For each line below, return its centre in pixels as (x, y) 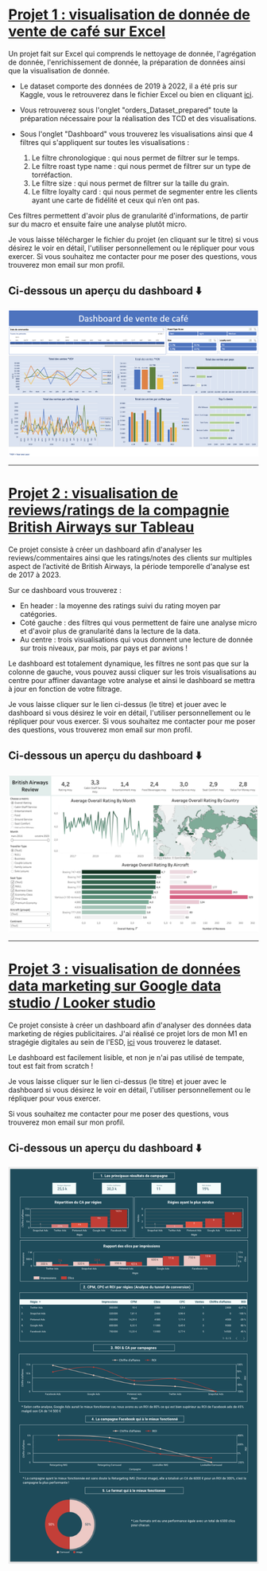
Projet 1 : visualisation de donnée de (129, 15)
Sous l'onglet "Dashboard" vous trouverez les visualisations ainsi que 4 (136, 134)
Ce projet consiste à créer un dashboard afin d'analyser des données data (130, 1025)
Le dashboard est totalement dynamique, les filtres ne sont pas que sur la (129, 663)
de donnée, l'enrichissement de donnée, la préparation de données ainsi (127, 62)
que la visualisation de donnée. (59, 70)
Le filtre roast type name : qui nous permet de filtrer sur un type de (141, 166)
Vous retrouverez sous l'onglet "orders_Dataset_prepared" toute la (129, 110)
